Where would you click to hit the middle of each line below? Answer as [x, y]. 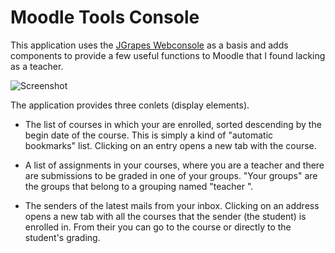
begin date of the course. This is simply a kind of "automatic [149, 135]
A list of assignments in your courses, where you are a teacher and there [174, 165]
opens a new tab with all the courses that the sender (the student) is [165, 216]
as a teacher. [37, 66]
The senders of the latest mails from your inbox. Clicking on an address [172, 205]
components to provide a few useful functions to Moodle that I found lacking [168, 55]
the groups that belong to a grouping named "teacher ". [139, 186]
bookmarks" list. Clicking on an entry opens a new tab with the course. [170, 145]
